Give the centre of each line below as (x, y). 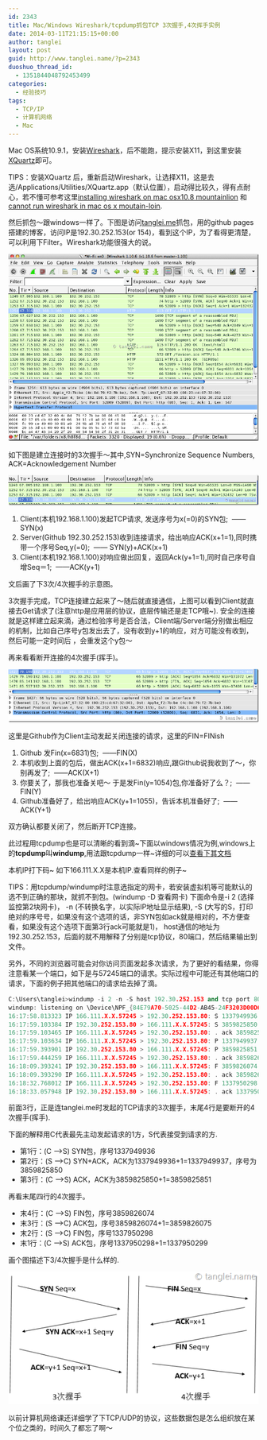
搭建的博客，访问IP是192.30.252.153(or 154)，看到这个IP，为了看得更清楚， (132, 232)
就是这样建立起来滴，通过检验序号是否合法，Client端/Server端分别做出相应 (131, 621)
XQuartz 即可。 (32, 160)
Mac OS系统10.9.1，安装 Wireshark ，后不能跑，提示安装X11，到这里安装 (125, 150)
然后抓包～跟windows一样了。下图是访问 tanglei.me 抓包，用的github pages (131, 222)
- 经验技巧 (31, 92)
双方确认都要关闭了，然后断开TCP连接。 (74, 826)
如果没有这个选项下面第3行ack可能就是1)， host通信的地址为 (121, 927)
